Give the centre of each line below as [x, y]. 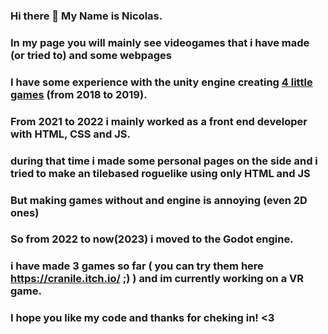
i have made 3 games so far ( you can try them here [137, 266]
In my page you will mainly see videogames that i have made [160, 42]
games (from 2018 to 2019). [79, 94]
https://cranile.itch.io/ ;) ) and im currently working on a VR [157, 279]
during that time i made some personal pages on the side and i [164, 161]
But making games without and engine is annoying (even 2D [159, 200]
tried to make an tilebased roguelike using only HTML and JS [160, 173]
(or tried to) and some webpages [91, 55]
